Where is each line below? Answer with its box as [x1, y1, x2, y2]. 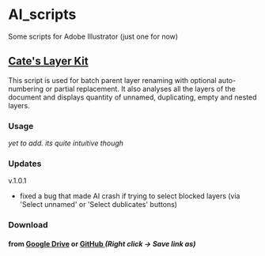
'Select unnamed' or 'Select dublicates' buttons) [19, 200, 178, 209]
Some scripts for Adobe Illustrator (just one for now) [8, 32, 179, 41]
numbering [8, 84, 44, 93]
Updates [8, 158, 42, 169]
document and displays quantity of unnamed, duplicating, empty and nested [8, 92, 257, 102]
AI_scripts [8, 6, 77, 24]
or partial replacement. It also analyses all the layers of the [45, 84, 236, 93]
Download [8, 220, 49, 231]
